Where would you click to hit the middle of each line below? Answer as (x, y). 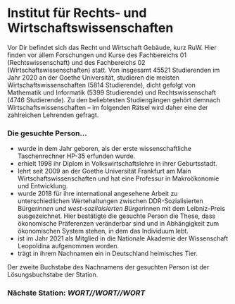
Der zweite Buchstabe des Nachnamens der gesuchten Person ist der (108, 267)
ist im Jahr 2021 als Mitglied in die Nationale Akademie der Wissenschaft (123, 238)
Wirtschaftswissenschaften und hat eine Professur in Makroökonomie (118, 178)
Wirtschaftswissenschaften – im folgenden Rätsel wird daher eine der (108, 107)
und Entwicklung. (43, 186)
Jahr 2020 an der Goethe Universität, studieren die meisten (93, 77)
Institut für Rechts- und (77, 13)
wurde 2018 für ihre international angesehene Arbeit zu (97, 194)
